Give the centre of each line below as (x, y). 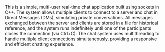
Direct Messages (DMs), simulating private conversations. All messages (79, 18)
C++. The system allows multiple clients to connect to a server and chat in (82, 12)
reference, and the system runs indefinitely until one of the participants (78, 28)
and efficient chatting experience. (40, 44)
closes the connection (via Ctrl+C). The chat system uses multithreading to (82, 33)
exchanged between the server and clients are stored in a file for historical (82, 23)
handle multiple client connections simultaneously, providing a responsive (81, 39)
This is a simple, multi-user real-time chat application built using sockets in (82, 7)
